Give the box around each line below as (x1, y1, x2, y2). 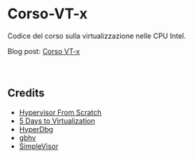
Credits (7, 87, 45, 100)
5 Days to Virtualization (18, 116, 96, 126)
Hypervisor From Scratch (18, 107, 102, 117)
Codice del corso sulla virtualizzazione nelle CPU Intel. (7, 31, 186, 41)
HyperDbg (18, 124, 53, 134)
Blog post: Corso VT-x (7, 46, 80, 56)
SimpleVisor (18, 141, 59, 151)
